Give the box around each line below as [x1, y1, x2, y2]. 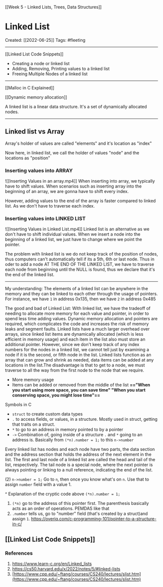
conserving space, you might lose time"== [12, 392, 100, 398]
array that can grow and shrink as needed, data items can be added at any [5, 357, 154, 363]
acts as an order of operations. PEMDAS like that [12, 505, 110, 512]
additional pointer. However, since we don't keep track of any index [5, 342, 140, 347]
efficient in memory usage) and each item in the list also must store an [5, 336, 146, 342]
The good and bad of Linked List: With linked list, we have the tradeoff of [5, 306, 151, 311]
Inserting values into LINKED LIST [5, 215, 86, 222]
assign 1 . [12, 516, 30, 522]
